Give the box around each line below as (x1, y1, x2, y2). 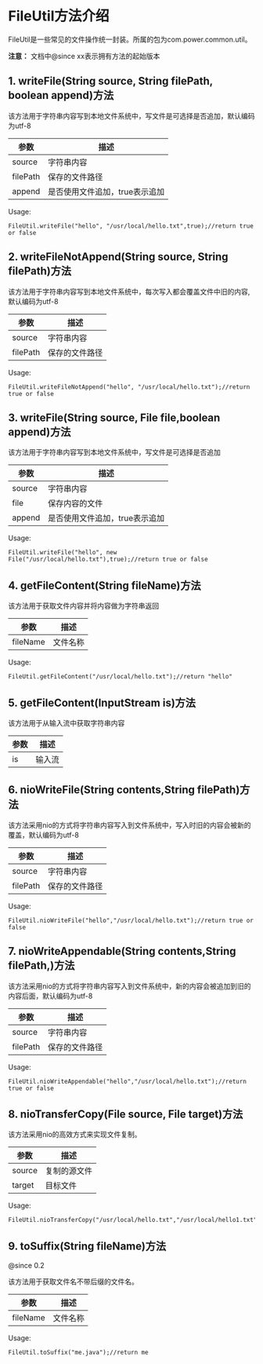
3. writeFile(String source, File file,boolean (8, 411, 221, 424)
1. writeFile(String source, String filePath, (8, 75, 213, 88)
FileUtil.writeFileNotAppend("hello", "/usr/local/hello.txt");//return (8, 382, 250, 391)
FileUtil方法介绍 (8, 7, 110, 25)
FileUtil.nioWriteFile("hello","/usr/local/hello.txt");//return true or (8, 916, 254, 924)
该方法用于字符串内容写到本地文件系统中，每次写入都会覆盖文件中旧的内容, (8, 287, 250, 296)
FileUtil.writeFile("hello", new (8, 549, 117, 557)
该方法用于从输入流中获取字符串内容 (8, 719, 125, 727)
